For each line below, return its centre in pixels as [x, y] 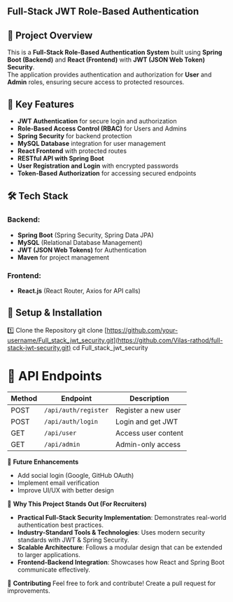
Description [149, 398]
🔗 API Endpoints [55, 376]
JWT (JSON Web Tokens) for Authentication [82, 250]
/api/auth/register [77, 410]
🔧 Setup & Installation [55, 313]
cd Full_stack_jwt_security [110, 347]
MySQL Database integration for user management [91, 144]
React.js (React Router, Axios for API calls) [79, 291]
